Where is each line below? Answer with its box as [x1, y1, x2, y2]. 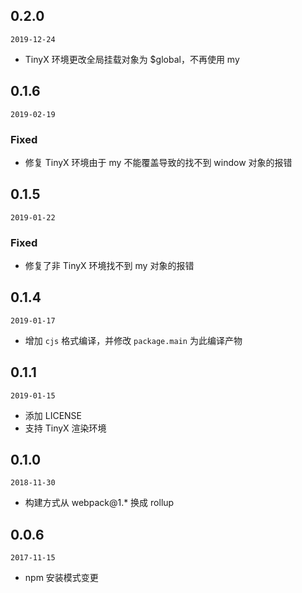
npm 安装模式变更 [24, 572, 99, 584]
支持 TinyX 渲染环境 [24, 422, 107, 434]
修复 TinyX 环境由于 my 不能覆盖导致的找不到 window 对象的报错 [24, 156, 293, 168]
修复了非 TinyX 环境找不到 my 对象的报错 [24, 260, 195, 272]
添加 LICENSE [24, 409, 82, 421]
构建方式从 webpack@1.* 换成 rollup [24, 497, 175, 509]
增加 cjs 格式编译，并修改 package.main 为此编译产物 [24, 334, 243, 346]
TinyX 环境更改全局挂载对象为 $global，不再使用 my [24, 53, 240, 65]
